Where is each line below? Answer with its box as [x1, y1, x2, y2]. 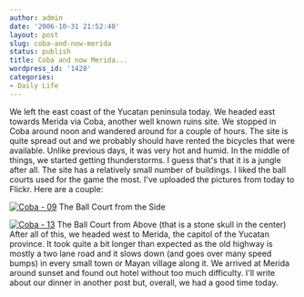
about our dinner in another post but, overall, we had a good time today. [9, 277, 279, 288]
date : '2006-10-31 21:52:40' [9, 22, 120, 31]
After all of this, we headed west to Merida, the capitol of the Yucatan [9, 229, 270, 240]
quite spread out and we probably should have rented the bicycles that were [9, 135, 296, 146]
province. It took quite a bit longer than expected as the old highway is [9, 238, 273, 249]
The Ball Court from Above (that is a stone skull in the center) [56, 219, 287, 230]
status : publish [9, 47, 71, 56]
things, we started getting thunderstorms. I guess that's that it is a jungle [9, 154, 282, 165]
